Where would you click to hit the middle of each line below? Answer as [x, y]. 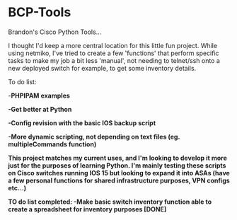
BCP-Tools [40, 12]
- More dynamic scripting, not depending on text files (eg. [94, 137]
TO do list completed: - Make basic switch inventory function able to [110, 202]
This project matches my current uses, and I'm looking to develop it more [117, 158]
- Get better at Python [40, 109]
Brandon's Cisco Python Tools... [55, 32]
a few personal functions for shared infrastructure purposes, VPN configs [119, 180]
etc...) [17, 187]
